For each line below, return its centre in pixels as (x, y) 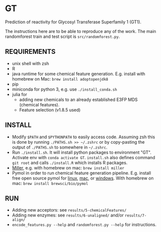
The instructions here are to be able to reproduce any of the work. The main (80, 31)
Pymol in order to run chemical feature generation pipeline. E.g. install (81, 173)
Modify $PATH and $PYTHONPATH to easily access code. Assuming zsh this (83, 137)
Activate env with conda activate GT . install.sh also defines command (84, 157)
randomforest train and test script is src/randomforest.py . (62, 36)
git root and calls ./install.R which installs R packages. (70, 163)
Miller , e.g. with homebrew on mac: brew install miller (68, 167)
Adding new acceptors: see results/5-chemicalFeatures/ (69, 210)
